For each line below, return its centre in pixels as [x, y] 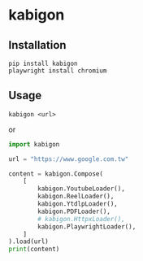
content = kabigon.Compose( [56, 174]
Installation [37, 45]
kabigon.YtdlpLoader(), [78, 204]
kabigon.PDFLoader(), [74, 211]
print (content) [34, 250]
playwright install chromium [58, 71]
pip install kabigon [43, 63]
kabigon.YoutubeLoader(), [82, 189]
